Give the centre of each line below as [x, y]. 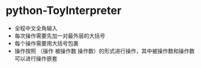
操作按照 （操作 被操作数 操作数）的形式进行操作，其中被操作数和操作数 [104, 51]
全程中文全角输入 [36, 28]
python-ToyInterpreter [64, 11]
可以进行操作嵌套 [36, 58]
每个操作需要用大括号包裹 [46, 43]
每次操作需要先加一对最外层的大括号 [60, 36]
